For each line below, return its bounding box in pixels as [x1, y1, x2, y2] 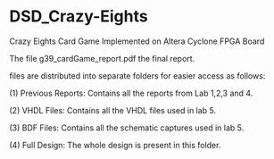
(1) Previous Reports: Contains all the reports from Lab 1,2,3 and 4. [9, 88, 253, 98]
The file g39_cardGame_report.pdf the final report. [9, 53, 195, 63]
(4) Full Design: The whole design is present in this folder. [9, 139, 221, 150]
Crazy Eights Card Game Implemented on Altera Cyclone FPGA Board [9, 36, 265, 46]
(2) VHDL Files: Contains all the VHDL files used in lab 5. [9, 105, 217, 115]
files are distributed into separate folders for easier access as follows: [9, 70, 266, 81]
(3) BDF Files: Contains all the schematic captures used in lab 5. [9, 122, 245, 133]
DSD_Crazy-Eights [9, 6, 149, 27]
